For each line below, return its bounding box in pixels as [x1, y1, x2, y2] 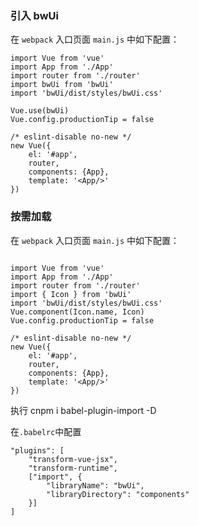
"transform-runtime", [28, 463, 118, 473]
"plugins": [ [10, 445, 65, 456]
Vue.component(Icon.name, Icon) [10, 307, 145, 317]
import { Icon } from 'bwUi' [10, 289, 132, 299]
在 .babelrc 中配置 [10, 425, 82, 437]
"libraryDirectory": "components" [46, 489, 190, 499]
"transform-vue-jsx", [28, 454, 118, 464]
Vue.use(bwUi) [10, 106, 70, 116]
